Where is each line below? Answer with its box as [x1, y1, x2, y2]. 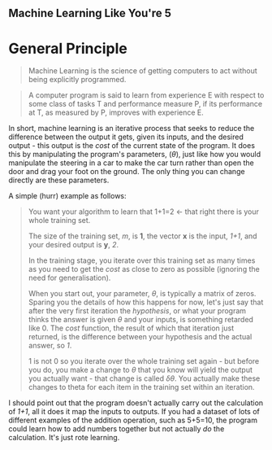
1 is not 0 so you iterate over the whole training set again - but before [28, 356, 260, 366]
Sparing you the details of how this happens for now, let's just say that [28, 297, 264, 308]
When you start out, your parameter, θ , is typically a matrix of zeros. [28, 289, 257, 299]
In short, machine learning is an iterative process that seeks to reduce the [8, 124, 255, 133]
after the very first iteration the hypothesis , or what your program [28, 306, 246, 316]
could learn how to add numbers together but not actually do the [8, 424, 225, 434]
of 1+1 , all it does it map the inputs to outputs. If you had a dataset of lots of [8, 407, 260, 417]
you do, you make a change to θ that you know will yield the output [28, 365, 253, 375]
